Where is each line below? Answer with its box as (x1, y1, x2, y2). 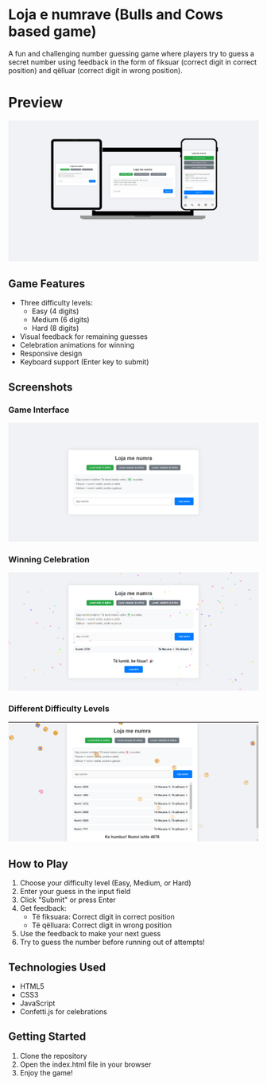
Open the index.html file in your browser (19, 1060, 152, 1069)
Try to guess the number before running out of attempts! (19, 937, 205, 947)
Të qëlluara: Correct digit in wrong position (31, 920, 172, 930)
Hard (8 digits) (31, 324, 79, 333)
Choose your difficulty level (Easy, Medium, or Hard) (19, 878, 192, 888)
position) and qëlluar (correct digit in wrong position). (8, 65, 183, 75)
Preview (8, 94, 64, 112)
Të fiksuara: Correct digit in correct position (31, 912, 175, 922)
